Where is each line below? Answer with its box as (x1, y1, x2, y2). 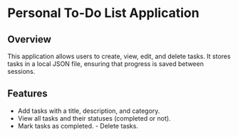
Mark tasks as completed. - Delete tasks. (17, 121, 139, 130)
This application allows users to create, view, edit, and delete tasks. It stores (7, 52, 231, 60)
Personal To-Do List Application (7, 5, 200, 21)
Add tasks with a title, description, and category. (17, 106, 160, 115)
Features (7, 87, 48, 100)
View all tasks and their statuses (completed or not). (17, 114, 171, 122)
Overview (7, 33, 52, 45)
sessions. (7, 67, 36, 75)
